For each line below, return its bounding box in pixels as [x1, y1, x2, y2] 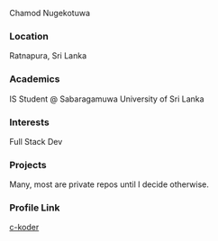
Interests [9, 116, 50, 129]
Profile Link [9, 201, 60, 214]
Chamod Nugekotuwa [9, 8, 91, 18]
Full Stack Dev [9, 136, 63, 147]
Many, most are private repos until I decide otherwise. [9, 179, 210, 190]
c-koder [9, 222, 40, 233]
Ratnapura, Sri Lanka [9, 50, 87, 61]
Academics [9, 73, 60, 85]
